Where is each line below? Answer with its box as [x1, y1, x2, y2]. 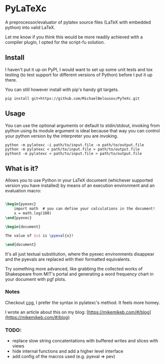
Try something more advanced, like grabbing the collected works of [5, 266, 143, 272]
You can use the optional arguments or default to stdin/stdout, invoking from [5, 122, 160, 128]
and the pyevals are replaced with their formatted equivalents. [5, 256, 131, 262]
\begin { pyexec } [5, 202, 36, 207]
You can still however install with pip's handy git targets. [5, 87, 119, 92]
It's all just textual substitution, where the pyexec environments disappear [5, 251, 155, 257]
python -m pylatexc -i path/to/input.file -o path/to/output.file [5, 142, 144, 148]
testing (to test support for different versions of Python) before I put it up [5, 72, 153, 78]
